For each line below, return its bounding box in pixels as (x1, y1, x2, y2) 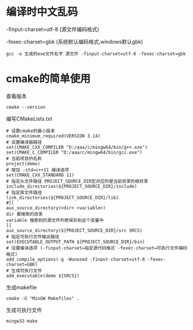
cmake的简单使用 (6, 72, 91, 85)
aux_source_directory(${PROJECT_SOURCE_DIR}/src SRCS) (6, 227, 143, 234)
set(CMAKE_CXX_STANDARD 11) (6, 172, 75, 178)
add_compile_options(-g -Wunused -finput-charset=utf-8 (6, 256, 145, 262)
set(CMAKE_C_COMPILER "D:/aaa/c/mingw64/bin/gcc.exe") (6, 150, 143, 155)
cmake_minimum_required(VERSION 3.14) (6, 133, 101, 139)
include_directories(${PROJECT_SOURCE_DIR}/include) (6, 183, 137, 189)
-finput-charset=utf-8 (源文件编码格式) (6, 26, 99, 33)
